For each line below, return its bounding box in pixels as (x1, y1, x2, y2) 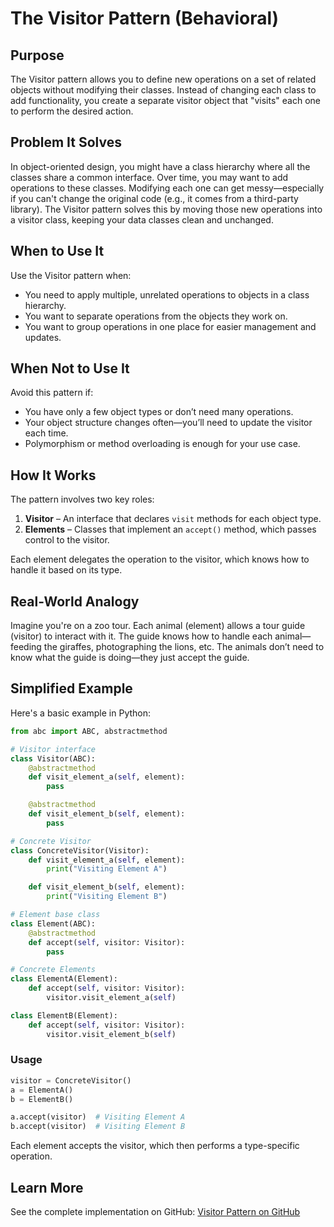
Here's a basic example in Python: (10, 707, 152, 719)
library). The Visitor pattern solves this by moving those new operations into (10, 203, 323, 215)
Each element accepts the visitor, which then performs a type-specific (10, 1140, 300, 1152)
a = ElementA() (10, 1085, 74, 1095)
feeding (10, 641, 42, 653)
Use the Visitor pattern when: (10, 269, 132, 281)
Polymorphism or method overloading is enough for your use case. (24, 438, 301, 450)
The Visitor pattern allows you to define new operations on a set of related (10, 73, 317, 85)
